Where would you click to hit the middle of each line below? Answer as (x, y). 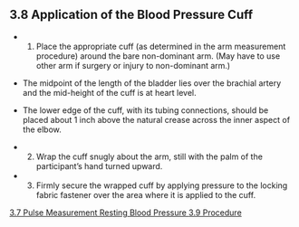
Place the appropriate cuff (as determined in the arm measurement (161, 46)
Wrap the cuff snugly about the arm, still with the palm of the (149, 156)
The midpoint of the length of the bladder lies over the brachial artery (152, 83)
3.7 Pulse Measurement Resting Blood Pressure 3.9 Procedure (125, 213)
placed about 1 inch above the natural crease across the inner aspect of (156, 119)
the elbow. (42, 129)
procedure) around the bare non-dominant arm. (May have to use (158, 56)
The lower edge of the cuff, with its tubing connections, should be (145, 110)
